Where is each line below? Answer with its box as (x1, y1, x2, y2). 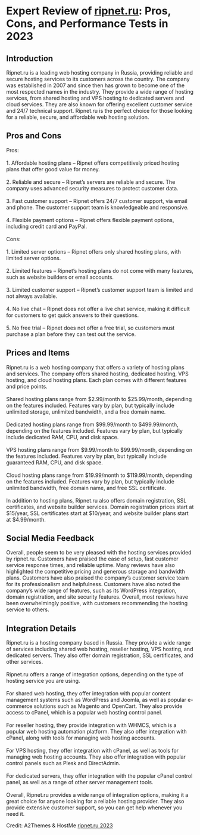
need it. (6, 811, 25, 818)
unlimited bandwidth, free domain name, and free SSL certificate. (6, 484, 167, 491)
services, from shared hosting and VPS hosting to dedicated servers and (6, 94, 185, 101)
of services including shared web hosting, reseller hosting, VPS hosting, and (6, 646, 193, 653)
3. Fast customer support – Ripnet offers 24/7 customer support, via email (6, 197, 187, 204)
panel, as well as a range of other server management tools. (6, 779, 154, 786)
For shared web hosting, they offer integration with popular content (6, 690, 171, 697)
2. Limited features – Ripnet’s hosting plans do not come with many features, (6, 267, 193, 274)
